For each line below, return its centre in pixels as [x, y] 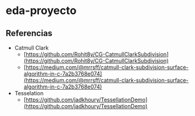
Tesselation [29, 93]
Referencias [29, 33]
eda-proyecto [41, 11]
